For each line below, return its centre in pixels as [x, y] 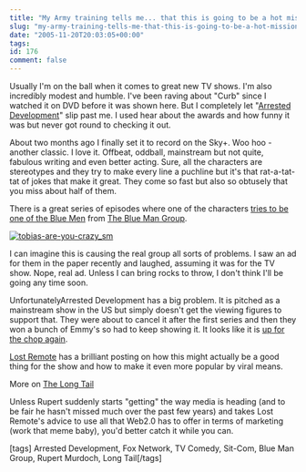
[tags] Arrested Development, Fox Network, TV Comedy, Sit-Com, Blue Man [152, 448]
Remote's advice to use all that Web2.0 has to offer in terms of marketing [147, 421]
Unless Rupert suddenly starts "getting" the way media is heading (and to [148, 401]
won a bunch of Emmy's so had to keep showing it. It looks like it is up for [147, 329]
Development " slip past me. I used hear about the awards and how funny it [149, 115]
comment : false [38, 60]
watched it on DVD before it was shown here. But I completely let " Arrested [150, 105]
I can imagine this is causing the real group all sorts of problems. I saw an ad [153, 253]
